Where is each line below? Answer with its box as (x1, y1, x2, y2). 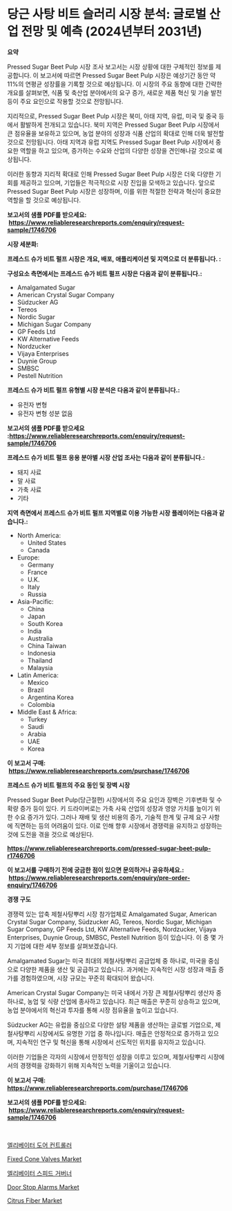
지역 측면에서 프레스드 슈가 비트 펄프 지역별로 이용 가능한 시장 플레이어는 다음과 (7, 508, 218, 517)
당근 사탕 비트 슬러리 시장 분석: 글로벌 (7, 6, 207, 22)
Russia (27, 590, 47, 598)
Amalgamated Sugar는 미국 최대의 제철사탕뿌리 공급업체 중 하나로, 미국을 (7, 956, 207, 965)
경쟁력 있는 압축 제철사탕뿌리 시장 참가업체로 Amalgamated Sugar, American (7, 910, 217, 918)
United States (27, 538, 67, 547)
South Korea (27, 619, 64, 627)
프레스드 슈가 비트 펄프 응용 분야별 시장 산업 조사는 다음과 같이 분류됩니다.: (7, 453, 205, 461)
